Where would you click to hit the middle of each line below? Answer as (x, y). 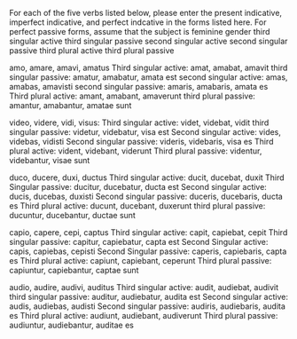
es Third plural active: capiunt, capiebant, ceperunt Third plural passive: (141, 260)
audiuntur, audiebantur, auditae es (72, 325)
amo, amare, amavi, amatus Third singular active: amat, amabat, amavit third (148, 67)
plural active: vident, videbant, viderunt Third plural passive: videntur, (136, 151)
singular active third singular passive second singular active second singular (148, 41)
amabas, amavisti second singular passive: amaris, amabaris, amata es (139, 87)
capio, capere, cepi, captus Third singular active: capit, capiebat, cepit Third (148, 233)
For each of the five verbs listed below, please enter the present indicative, (145, 13)
